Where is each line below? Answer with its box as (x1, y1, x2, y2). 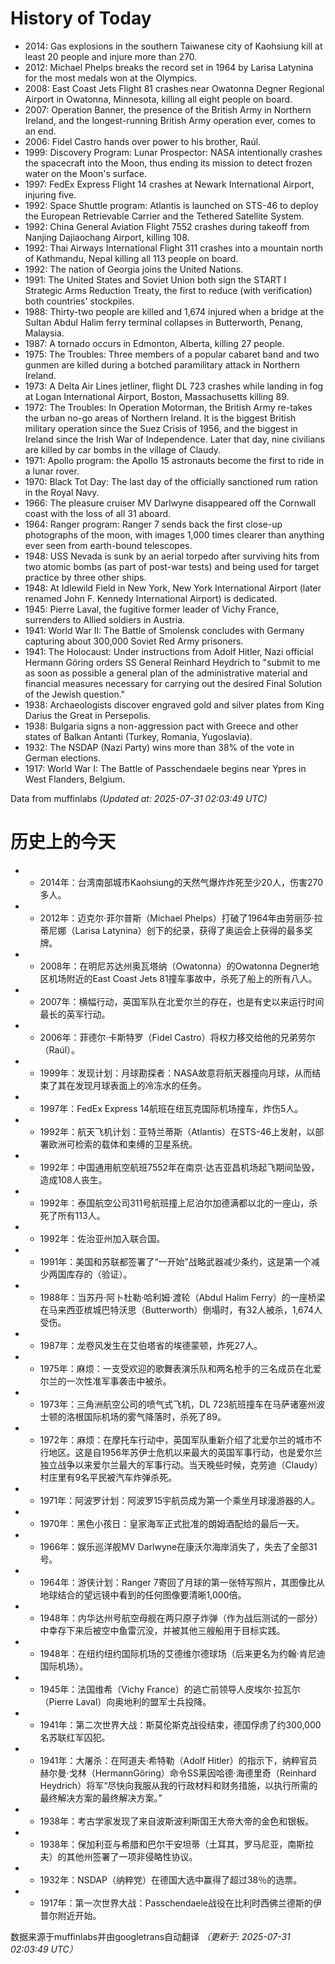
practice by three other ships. (24, 571, 147, 583)
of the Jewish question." (24, 688, 126, 700)
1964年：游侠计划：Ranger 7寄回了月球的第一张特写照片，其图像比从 (39, 1576, 325, 1588)
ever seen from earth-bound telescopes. (24, 539, 193, 551)
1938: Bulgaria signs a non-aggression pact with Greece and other (24, 720, 299, 732)
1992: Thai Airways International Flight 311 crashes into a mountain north (24, 242, 324, 254)
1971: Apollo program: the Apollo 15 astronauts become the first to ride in (24, 454, 325, 466)
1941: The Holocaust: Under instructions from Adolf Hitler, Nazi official (24, 645, 314, 657)
